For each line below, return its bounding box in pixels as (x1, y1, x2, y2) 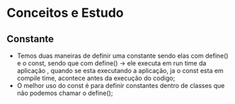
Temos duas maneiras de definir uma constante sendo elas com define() (16, 51, 229, 60)
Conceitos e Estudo (6, 5, 125, 21)
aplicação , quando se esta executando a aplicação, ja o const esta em (16, 67, 224, 74)
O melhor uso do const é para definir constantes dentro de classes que (16, 82, 225, 89)
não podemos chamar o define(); (16, 89, 113, 97)
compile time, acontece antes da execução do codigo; (16, 74, 176, 82)
